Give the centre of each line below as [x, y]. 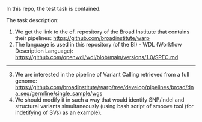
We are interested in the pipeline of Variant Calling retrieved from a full [102, 74]
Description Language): [44, 51]
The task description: [32, 20]
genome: [26, 81]
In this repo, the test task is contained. [54, 9]
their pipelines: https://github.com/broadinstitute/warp [82, 38]
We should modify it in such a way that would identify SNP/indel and [99, 100]
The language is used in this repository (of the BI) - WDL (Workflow [98, 45]
